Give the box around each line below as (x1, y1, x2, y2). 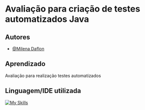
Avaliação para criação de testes (5, 3, 141, 15)
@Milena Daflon (12, 46, 45, 51)
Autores (5, 33, 30, 41)
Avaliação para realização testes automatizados (5, 73, 101, 79)
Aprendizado (5, 60, 45, 68)
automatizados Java (5, 14, 89, 25)
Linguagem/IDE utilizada (5, 87, 82, 95)
